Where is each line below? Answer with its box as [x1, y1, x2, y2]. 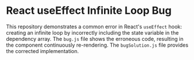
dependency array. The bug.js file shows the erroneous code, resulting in [6, 35, 184, 42]
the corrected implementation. [6, 47, 79, 54]
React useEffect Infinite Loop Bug [6, 4, 172, 17]
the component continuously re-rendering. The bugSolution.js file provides [6, 42, 189, 48]
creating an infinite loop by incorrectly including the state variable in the [6, 29, 179, 36]
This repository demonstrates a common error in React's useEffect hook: [6, 23, 182, 30]
